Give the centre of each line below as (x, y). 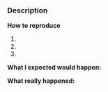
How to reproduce (34, 26)
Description (28, 10)
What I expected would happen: (54, 68)
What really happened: (41, 81)
